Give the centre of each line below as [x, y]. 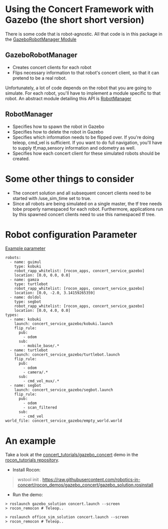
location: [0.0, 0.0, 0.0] [42, 276]
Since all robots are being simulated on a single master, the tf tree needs [87, 204]
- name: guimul [26, 262]
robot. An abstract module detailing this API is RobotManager [68, 98]
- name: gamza [24, 280]
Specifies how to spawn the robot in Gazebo [58, 126]
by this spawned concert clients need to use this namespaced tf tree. [84, 214]
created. [21, 158]
